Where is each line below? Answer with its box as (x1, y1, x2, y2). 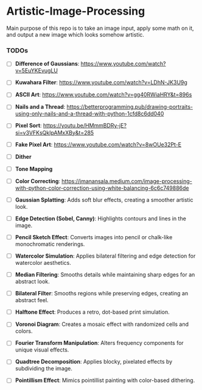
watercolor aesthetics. (15, 259, 71, 267)
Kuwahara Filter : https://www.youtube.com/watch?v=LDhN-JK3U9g (15, 79, 187, 86)
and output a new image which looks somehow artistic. (6, 31, 145, 38)
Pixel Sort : (15, 122, 42, 129)
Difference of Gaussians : (15, 60, 80, 68)
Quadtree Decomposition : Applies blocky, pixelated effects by (15, 358, 173, 366)
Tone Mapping (15, 165, 53, 172)
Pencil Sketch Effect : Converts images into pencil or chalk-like (15, 233, 173, 240)
